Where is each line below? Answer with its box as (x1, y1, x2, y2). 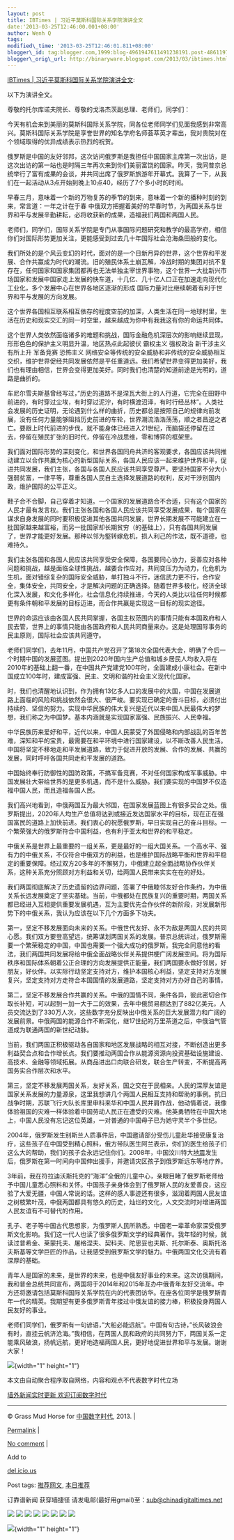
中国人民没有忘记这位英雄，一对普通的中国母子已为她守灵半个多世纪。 (19, 1116, 221, 1124)
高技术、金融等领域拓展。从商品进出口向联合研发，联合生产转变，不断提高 (7, 1057, 221, 1066)
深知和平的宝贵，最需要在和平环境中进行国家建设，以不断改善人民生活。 (19, 736, 227, 745)
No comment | (7, 1439, 49, 1447)
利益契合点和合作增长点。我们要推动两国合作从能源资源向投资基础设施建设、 (7, 1049, 227, 1057)
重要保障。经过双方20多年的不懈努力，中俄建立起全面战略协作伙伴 (19, 859, 210, 867)
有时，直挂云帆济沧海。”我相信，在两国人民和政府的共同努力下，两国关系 (7, 1329, 214, 1337)
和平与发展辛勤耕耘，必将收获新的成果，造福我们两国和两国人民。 (13, 210, 203, 219)
